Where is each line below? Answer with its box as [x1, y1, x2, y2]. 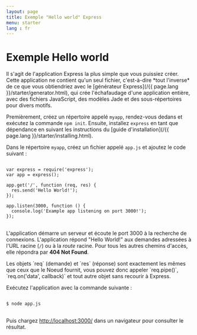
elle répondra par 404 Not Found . [6, 248, 89, 256]
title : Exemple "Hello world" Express [6, 14, 102, 20]
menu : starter [6, 20, 41, 25]
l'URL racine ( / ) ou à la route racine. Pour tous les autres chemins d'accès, [6, 243, 188, 250]
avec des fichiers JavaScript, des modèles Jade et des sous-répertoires [6, 95, 182, 103]
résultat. [6, 324, 27, 331]
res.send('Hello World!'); [11, 187, 78, 193]
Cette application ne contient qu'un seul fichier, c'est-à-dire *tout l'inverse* [6, 76, 190, 84]
